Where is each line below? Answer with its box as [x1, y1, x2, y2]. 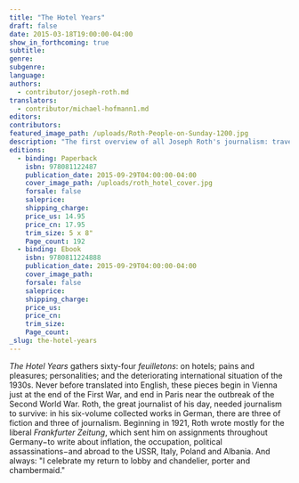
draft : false [9, 21, 58, 30]
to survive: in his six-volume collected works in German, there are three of [9, 407, 281, 419]
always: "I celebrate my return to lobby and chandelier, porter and [9, 455, 251, 466]
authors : [9, 79, 42, 88]
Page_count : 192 [25, 237, 86, 246]
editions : [9, 145, 46, 154]
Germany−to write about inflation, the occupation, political [9, 436, 222, 446]
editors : [9, 112, 42, 121]
